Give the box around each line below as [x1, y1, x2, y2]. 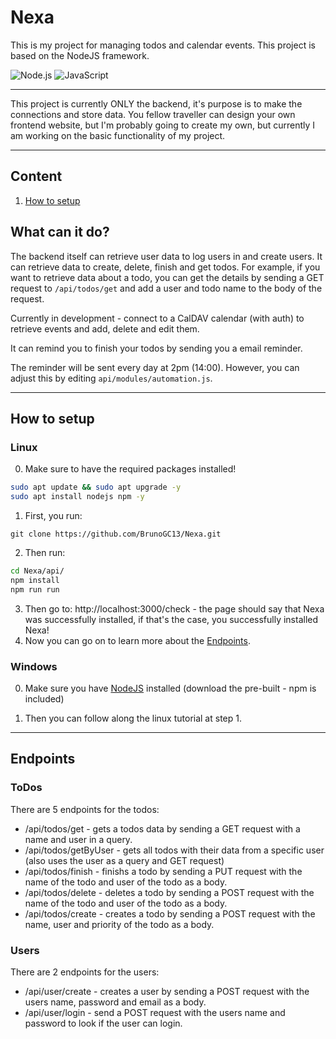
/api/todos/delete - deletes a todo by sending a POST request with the [24, 886, 315, 898]
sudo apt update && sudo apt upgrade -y [10, 482, 182, 493]
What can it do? [10, 224, 110, 241]
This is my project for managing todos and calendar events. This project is [10, 39, 316, 51]
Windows [10, 659, 58, 673]
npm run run [10, 584, 60, 595]
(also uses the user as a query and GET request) [24, 854, 225, 866]
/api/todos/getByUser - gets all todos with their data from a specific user [24, 844, 325, 856]
